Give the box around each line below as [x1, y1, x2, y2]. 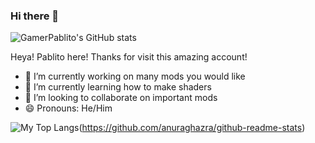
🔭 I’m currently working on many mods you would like [24, 70, 246, 83]
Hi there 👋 [10, 9, 60, 23]
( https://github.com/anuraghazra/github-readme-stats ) [78, 122, 306, 134]
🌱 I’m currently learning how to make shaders [24, 81, 212, 93]
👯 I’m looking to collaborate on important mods [24, 92, 218, 104]
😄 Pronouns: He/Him [24, 102, 113, 114]
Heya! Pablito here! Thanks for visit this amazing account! [10, 51, 248, 63]
